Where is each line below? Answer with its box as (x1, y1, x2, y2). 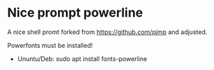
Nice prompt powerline (7, 5, 143, 21)
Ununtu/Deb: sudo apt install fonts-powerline (17, 54, 148, 63)
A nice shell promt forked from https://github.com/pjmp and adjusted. (7, 28, 208, 36)
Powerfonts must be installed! (7, 41, 93, 49)
